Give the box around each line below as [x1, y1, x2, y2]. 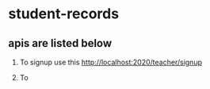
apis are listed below [8, 37, 113, 50]
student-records [8, 5, 120, 23]
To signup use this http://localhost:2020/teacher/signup [19, 57, 202, 67]
